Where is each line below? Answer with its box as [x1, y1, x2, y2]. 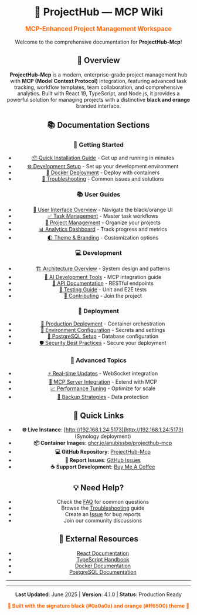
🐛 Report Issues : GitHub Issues [64, 457, 141, 464]
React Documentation [76, 550, 129, 557]
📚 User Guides [76, 191, 121, 199]
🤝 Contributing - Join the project [63, 292, 142, 299]
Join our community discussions [63, 517, 142, 524]
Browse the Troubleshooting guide [61, 504, 145, 511]
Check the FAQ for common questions [56, 498, 150, 506]
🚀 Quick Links [73, 410, 124, 420]
